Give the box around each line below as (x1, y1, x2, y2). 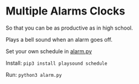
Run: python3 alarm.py (5, 71, 62, 78)
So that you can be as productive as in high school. (5, 24, 134, 31)
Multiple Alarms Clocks (5, 4, 125, 18)
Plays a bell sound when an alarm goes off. (5, 36, 113, 43)
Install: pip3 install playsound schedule (5, 59, 108, 66)
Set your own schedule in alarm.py (5, 47, 92, 55)
